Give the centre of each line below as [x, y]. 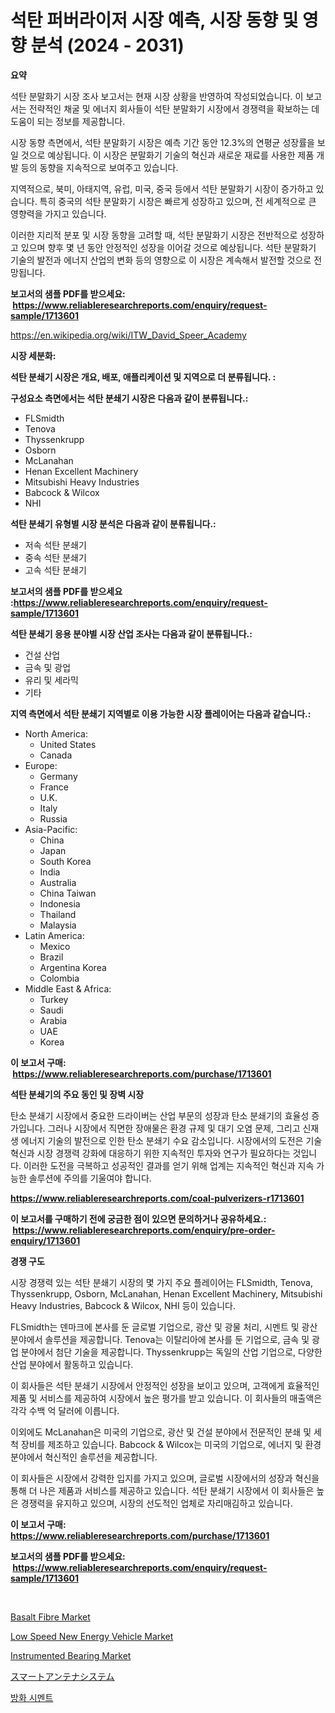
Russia [53, 818]
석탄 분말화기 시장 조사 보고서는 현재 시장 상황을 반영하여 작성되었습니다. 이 [157, 96]
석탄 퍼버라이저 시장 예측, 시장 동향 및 [154, 20]
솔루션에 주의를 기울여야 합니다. [90, 1178]
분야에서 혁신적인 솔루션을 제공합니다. [84, 1457]
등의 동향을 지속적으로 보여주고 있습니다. [99, 167]
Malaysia [58, 925]
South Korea [65, 861]
